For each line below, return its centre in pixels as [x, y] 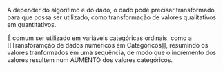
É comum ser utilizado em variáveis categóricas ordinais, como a [99, 38]
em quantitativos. [32, 24]
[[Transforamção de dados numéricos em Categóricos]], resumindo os [108, 45]
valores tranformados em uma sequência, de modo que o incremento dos [111, 52]
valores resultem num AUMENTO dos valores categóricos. [90, 60]
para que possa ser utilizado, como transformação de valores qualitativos [111, 17]
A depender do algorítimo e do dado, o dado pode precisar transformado [111, 10]
